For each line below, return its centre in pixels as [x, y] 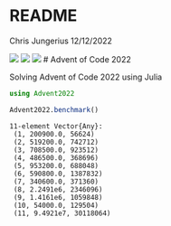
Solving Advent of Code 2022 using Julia [86, 77]
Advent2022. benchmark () [54, 109]
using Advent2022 [42, 93]
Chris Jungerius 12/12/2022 [61, 41]
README [43, 16]
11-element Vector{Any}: [56, 126]
